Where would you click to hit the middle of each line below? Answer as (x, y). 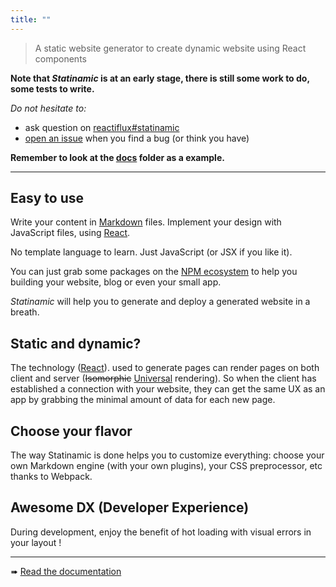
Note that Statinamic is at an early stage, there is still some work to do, (160, 78)
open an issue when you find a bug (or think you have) (137, 138)
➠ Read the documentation (66, 571)
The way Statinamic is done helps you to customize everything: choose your (167, 455)
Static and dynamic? (76, 343)
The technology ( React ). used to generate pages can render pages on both (165, 368)
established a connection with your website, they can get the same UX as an (168, 389)
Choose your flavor (71, 431)
